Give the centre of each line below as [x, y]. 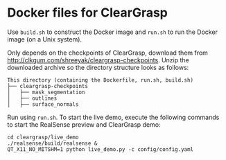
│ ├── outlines [32, 98]
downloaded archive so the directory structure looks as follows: [98, 67]
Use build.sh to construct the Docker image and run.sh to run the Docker [113, 32]
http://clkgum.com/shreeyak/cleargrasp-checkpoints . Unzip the [98, 60]
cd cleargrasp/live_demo [43, 137]
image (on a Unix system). [44, 39]
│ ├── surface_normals [43, 104]
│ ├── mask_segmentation [46, 92]
